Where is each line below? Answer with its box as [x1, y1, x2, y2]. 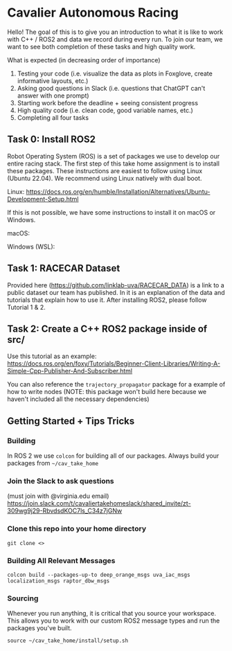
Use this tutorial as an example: [7, 352, 97, 361]
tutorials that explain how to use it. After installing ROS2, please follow [7, 296, 207, 304]
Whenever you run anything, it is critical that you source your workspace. [7, 609, 217, 618]
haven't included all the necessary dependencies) [7, 395, 150, 403]
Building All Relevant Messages [7, 555, 116, 565]
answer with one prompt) [17, 91, 89, 100]
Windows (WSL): [7, 242, 55, 251]
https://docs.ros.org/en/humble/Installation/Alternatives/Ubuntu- [26, 187, 211, 195]
